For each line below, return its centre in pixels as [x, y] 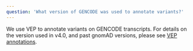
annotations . [22, 41]
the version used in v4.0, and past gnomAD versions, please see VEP [92, 35]
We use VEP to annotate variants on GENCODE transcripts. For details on [97, 29]
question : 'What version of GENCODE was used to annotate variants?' [95, 12]
